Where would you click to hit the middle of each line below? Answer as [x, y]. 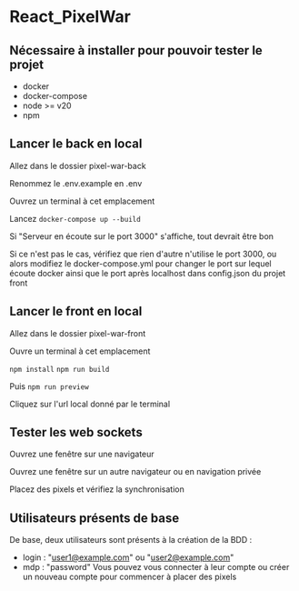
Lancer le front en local [76, 311]
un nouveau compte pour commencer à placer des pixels [130, 577]
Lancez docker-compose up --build [75, 218]
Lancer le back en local [76, 144]
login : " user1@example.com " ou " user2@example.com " [128, 557]
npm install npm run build [60, 369]
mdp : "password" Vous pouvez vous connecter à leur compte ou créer [156, 567]
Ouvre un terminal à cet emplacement [80, 351]
